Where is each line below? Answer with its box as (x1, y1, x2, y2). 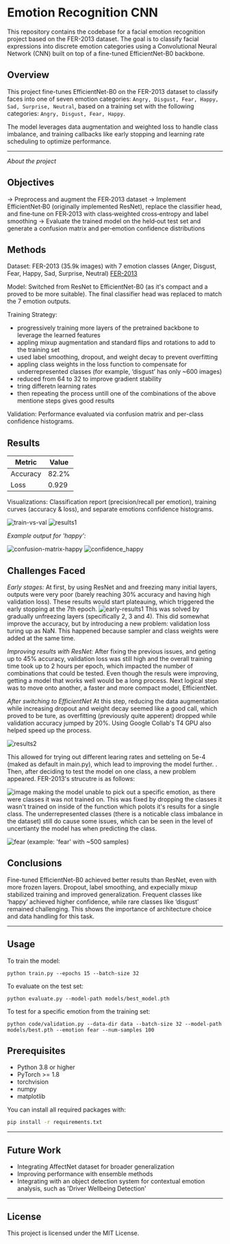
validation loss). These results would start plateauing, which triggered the (7, 598, 214, 606)
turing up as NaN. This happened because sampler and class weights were (7, 627, 219, 635)
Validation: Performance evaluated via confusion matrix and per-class (7, 410, 204, 418)
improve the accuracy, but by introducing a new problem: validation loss (7, 619, 211, 627)
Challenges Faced (7, 564, 86, 577)
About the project (7, 156, 57, 165)
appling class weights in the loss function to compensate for (16, 360, 187, 368)
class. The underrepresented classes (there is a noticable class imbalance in (7, 810, 223, 817)
